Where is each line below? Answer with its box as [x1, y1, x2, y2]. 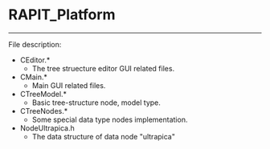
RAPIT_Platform [8, 6, 116, 24]
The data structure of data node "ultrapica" [31, 131, 175, 141]
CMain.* [19, 72, 48, 82]
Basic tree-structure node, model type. [31, 98, 161, 107]
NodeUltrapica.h [19, 123, 75, 133]
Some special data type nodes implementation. [31, 115, 188, 124]
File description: [8, 39, 62, 49]
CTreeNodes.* [19, 106, 68, 115]
